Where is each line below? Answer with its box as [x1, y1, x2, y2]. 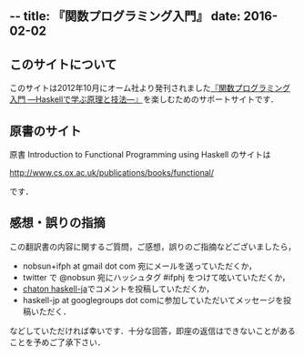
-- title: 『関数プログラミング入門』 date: [9, 8, 241, 25]
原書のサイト [9, 123, 82, 138]
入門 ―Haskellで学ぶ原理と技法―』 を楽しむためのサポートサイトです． [9, 94, 279, 105]
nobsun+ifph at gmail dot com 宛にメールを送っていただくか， [22, 260, 257, 271]
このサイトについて [9, 56, 117, 72]
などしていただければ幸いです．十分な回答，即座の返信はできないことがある [9, 325, 296, 336]
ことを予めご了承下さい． [9, 336, 106, 348]
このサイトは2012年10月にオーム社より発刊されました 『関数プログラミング [9, 83, 291, 94]
